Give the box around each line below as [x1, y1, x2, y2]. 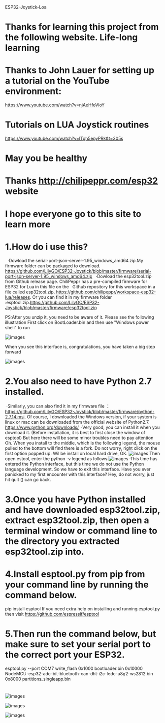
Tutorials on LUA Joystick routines [5, 119, 149, 130]
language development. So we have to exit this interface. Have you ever [5, 466, 151, 472]
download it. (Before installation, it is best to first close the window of [5, 429, 146, 435]
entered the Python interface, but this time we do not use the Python [5, 461, 144, 467]
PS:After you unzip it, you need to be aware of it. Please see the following [5, 314, 154, 320]
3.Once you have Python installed [5, 494, 146, 505]
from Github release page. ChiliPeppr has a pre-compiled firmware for [5, 278, 148, 284]
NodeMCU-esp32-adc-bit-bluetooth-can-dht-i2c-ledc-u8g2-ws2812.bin [5, 670, 153, 676]
